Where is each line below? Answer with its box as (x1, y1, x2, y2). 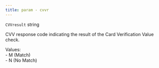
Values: (5, 46, 21, 52)
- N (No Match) (5, 57, 37, 63)
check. (5, 37, 20, 43)
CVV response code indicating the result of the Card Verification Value (5, 31, 154, 37)
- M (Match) (5, 52, 31, 58)
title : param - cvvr (5, 7, 50, 13)
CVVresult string (5, 21, 39, 27)
